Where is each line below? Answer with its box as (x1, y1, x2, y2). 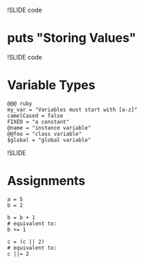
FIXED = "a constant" (7, 118, 70, 125)
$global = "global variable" (7, 137, 91, 143)
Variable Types (7, 78, 96, 93)
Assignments (7, 173, 86, 189)
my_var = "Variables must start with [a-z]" (7, 106, 138, 113)
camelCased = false (7, 112, 64, 119)
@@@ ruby (7, 100, 33, 107)
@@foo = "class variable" (7, 130, 82, 137)
